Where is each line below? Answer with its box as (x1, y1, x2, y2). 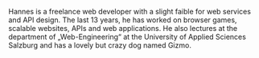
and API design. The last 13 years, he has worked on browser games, (8, 15, 237, 25)
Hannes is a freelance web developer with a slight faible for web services (8, 7, 252, 16)
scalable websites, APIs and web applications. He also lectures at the (8, 24, 238, 33)
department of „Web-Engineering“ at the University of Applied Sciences (8, 32, 247, 41)
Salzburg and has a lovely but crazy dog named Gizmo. (8, 41, 191, 50)
